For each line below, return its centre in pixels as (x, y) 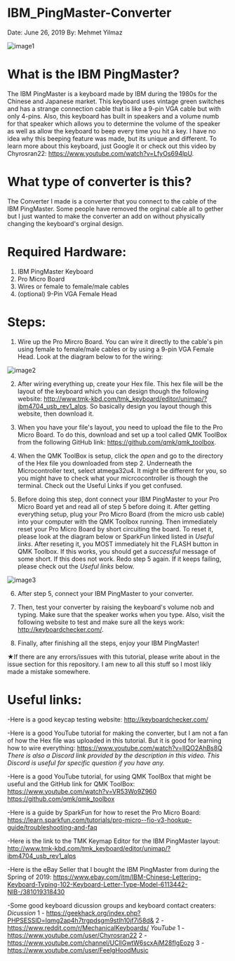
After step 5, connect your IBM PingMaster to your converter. (106, 593)
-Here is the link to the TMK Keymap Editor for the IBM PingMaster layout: (114, 841)
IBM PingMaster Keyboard (55, 271)
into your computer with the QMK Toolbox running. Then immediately (117, 522)
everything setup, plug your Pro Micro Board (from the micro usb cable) (121, 514)
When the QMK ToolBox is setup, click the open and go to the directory (120, 456)
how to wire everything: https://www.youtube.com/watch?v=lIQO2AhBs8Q (115, 748)
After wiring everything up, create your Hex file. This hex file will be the (120, 383)
